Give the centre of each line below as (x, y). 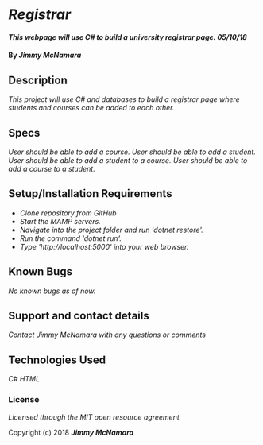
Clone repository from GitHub (68, 213)
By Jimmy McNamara (45, 55)
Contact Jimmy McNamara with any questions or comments (107, 335)
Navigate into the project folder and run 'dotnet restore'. (112, 230)
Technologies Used (57, 360)
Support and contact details (79, 316)
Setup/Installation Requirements (90, 193)
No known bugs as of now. (52, 291)
